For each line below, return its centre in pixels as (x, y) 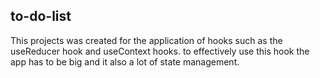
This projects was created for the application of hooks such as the (146, 40)
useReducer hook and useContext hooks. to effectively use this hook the (160, 51)
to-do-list (41, 16)
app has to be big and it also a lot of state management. (125, 61)
